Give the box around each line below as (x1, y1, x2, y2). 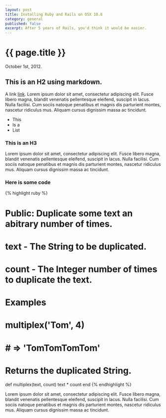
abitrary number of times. (5, 218, 113, 229)
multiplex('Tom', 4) (5, 320, 85, 331)
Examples (5, 297, 46, 308)
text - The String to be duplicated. (5, 241, 147, 252)
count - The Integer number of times (5, 264, 158, 275)
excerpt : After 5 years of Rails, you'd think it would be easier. (5, 26, 147, 31)
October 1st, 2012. (5, 64, 42, 70)
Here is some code (5, 179, 51, 186)
